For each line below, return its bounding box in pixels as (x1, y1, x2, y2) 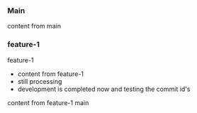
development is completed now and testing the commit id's (17, 85, 191, 93)
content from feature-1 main (7, 98, 89, 107)
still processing (17, 77, 62, 85)
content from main (7, 22, 62, 31)
